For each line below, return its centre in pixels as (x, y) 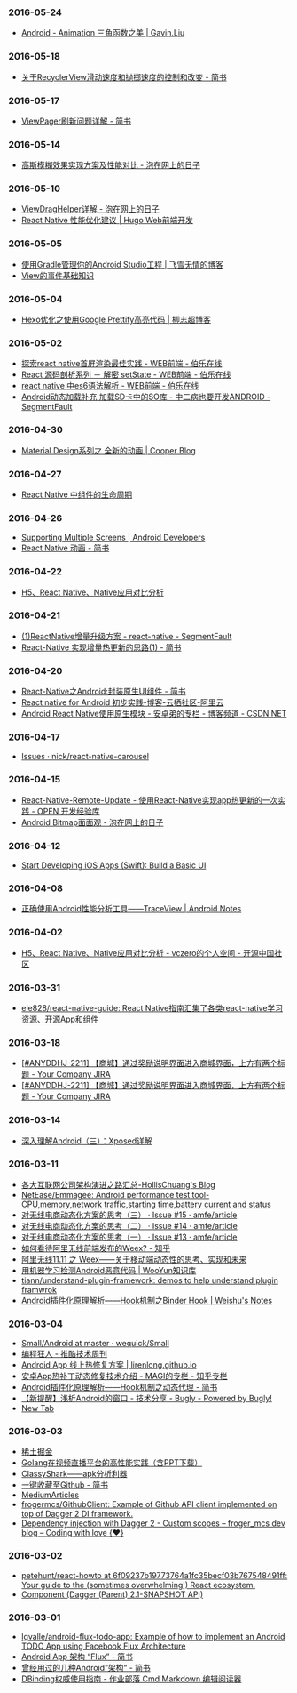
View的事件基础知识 (58, 275)
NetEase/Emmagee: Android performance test (106, 1194)
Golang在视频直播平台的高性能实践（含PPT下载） (112, 1463)
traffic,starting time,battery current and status (188, 1204)
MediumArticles (50, 1495)
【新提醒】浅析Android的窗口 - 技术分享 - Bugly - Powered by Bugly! (146, 1399)
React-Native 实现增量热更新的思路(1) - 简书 (101, 647)
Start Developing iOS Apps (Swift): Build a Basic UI (113, 865)
